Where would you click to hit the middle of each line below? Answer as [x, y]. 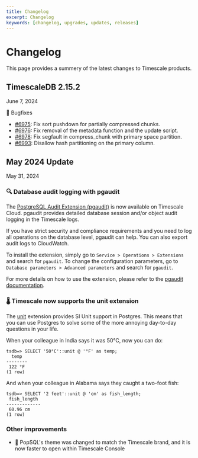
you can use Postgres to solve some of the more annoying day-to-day [91, 322]
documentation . [25, 286]
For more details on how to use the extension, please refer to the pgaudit [95, 279]
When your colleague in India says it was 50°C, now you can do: [85, 340]
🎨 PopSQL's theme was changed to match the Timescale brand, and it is [103, 442]
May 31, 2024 [23, 176]
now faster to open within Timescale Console [70, 449]
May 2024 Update [40, 161]
